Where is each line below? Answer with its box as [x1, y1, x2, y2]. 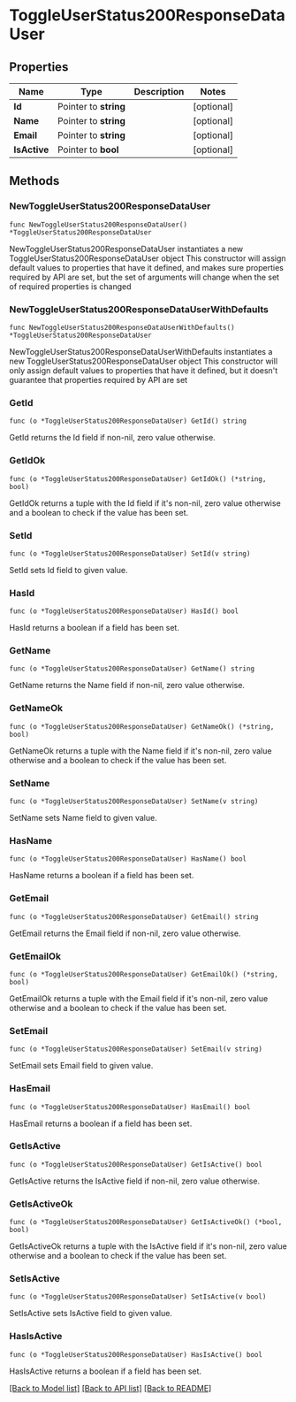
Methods [9, 173, 60, 188]
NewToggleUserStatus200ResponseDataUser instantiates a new [9, 243, 244, 254]
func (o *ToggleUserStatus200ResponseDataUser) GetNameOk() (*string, [9, 722, 275, 731]
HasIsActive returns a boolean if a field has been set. [9, 1366, 201, 1376]
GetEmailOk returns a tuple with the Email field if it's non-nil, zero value [9, 992, 269, 1004]
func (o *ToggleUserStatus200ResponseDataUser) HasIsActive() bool [9, 1350, 263, 1359]
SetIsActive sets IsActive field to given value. [9, 1308, 172, 1319]
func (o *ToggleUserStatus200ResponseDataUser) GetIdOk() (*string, [9, 474, 267, 483]
